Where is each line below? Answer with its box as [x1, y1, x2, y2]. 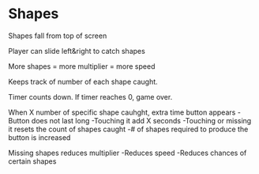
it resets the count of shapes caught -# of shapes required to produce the [8, 124, 249, 134]
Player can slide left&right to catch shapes [8, 46, 146, 55]
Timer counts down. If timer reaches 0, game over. [8, 92, 173, 101]
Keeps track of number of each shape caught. [8, 77, 158, 86]
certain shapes [8, 156, 57, 166]
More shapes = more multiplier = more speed [8, 61, 156, 71]
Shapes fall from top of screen [8, 31, 107, 40]
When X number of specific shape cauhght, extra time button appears [8, 108, 236, 117]
